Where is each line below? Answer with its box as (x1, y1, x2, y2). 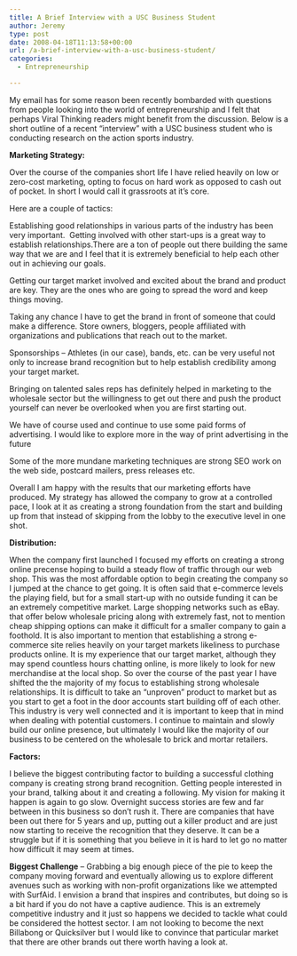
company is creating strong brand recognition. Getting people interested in (9, 777, 282, 788)
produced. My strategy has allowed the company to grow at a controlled (9, 491, 273, 502)
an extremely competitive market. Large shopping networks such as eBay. (9, 601, 280, 612)
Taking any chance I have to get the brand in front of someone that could (9, 311, 277, 322)
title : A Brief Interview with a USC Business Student (9, 12, 216, 22)
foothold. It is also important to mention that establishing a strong (9, 630, 247, 641)
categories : (9, 54, 53, 63)
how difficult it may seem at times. (9, 843, 135, 854)
